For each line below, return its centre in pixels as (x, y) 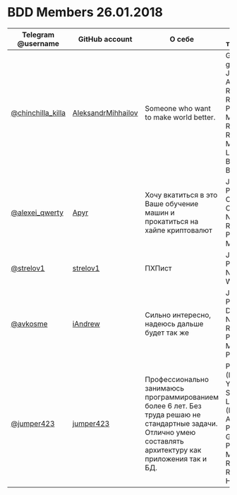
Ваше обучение (172, 203)
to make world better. (180, 117)
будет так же (167, 333)
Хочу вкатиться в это (181, 195)
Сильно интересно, (178, 315)
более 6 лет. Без (174, 405)
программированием (182, 397)
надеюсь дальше (174, 323)
